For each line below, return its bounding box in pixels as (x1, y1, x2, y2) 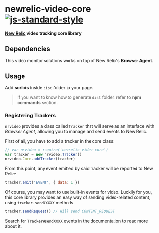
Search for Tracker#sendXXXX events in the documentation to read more (5, 218, 148, 224)
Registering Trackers (5, 112, 56, 119)
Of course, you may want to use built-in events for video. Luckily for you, (5, 189, 152, 195)
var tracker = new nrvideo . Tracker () (5, 152, 82, 157)
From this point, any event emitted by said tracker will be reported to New (5, 166, 153, 172)
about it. (5, 223, 22, 229)
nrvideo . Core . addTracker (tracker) (5, 156, 76, 162)
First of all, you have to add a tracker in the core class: (5, 138, 114, 144)
